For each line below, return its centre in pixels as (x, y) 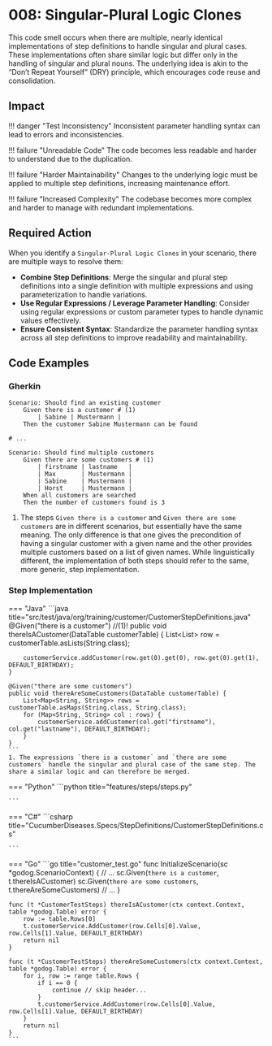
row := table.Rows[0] (59, 919)
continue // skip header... (99, 990)
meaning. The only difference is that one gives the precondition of (131, 535)
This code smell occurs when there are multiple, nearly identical (116, 37)
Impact (26, 106)
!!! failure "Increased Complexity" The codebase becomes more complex (130, 199)
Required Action (50, 233)
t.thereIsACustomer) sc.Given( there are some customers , (104, 881)
